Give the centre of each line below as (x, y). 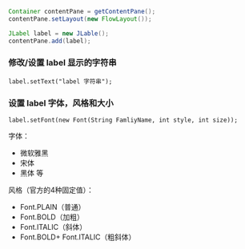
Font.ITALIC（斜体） (53, 227)
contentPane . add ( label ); (50, 41)
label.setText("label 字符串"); (60, 81)
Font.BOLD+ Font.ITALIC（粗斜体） (78, 237)
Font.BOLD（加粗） (52, 217)
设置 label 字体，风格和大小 (61, 102)
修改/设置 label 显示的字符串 (63, 62)
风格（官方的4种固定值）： (51, 190)
